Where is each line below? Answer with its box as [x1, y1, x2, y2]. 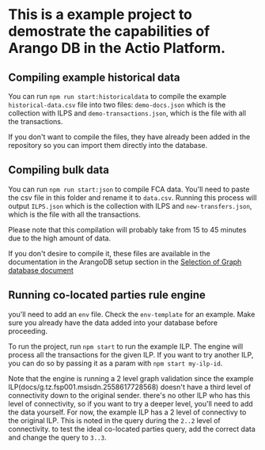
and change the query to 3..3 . [8, 433, 107, 442]
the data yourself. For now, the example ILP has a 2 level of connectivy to [8, 407, 247, 417]
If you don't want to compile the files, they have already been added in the [8, 132, 251, 142]
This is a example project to [8, 6, 192, 24]
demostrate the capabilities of [8, 22, 210, 40]
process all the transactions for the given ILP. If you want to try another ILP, [8, 350, 254, 359]
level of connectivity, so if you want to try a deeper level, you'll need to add [8, 399, 253, 408]
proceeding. [8, 326, 48, 335]
